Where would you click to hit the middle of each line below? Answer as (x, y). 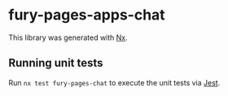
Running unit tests (56, 63)
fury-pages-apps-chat (87, 15)
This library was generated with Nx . (68, 37)
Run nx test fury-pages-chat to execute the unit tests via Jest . (114, 82)
